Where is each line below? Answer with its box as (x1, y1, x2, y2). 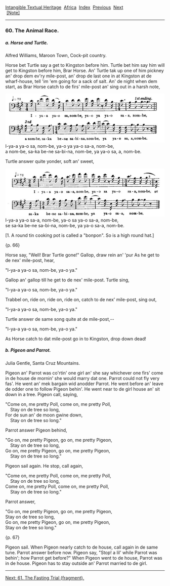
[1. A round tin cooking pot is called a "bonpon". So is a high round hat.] (5, 232, 154, 238)
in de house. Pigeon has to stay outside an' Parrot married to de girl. (5, 560, 148, 566)
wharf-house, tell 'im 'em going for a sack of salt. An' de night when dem (5, 78, 158, 84)
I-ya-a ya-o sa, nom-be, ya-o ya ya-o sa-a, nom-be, (5, 143, 114, 149)
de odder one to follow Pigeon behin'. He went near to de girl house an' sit (5, 386, 160, 392)
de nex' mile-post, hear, (5, 257, 55, 263)
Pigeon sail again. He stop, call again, (5, 463, 83, 469)
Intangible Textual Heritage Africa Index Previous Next (5, 5, 123, 10)
